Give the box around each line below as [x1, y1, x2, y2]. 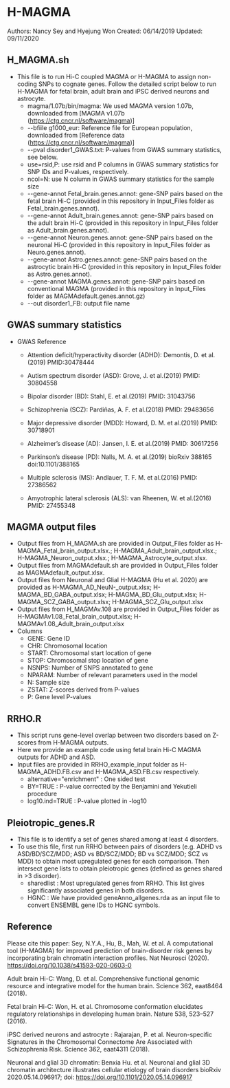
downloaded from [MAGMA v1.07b [27, 109, 125, 117]
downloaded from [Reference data [27, 131, 125, 139]
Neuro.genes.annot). [27, 248, 87, 256]
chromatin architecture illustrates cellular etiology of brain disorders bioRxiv [7, 1065, 222, 1074]
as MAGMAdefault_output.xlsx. [16, 568, 105, 577]
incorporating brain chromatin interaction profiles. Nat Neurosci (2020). [7, 954, 209, 962]
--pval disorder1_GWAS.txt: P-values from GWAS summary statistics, [27, 145, 222, 153]
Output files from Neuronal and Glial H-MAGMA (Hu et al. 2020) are [16, 576, 208, 584]
